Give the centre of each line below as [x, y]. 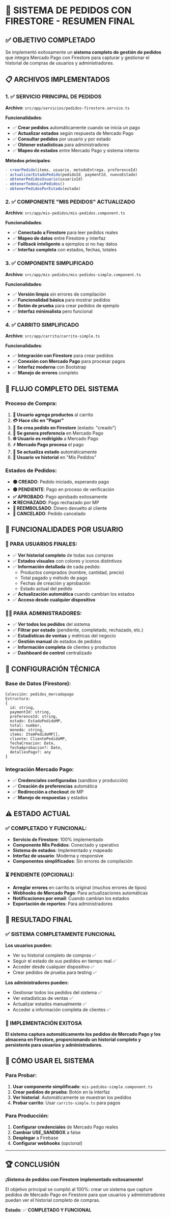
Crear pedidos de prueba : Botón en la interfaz [61, 1092]
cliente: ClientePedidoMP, [38, 739]
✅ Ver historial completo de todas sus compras [63, 555]
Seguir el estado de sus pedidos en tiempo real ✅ [65, 961]
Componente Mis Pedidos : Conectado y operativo [66, 845]
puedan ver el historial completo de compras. [53, 1200]
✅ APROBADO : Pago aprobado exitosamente [60, 497]
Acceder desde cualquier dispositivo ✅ [54, 967]
